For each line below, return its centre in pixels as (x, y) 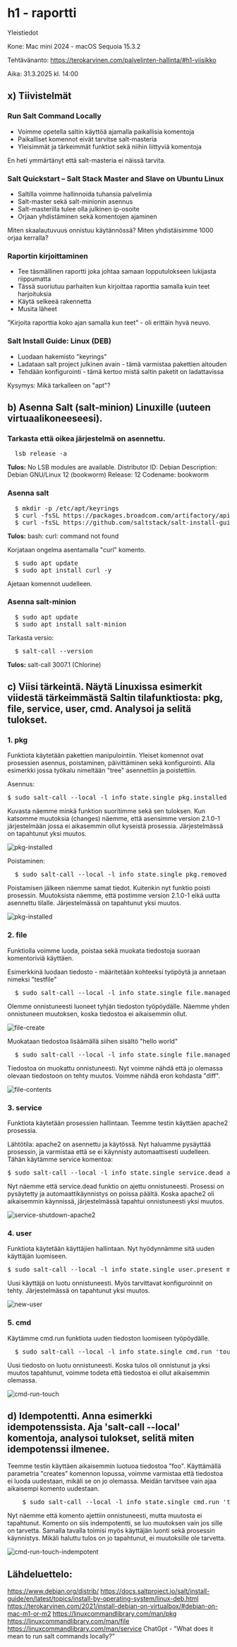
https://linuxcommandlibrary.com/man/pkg (115, 1614)
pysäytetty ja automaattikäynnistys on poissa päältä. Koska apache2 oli (111, 1194)
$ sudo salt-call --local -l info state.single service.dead (115, 1173)
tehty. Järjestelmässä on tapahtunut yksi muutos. (79, 1291)
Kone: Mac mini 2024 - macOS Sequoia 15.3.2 (74, 46)
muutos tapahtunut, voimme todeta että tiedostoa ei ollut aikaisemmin (109, 1373)
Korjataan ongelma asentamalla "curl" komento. (77, 549)
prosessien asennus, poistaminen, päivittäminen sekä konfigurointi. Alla (111, 763)
